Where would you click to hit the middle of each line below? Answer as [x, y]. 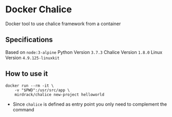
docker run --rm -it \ [30, 86]
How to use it [27, 74]
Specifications [29, 40]
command [23, 109]
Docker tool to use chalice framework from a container [63, 24]
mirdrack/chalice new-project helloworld [59, 94]
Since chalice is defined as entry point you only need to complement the [90, 104]
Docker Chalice [39, 9]
